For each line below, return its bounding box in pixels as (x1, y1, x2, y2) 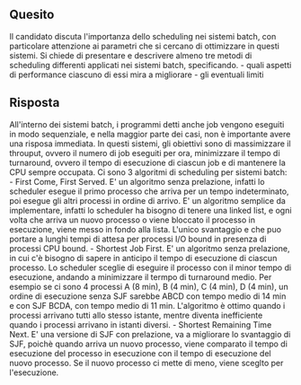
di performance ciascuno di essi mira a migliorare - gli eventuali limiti (9, 69, 264, 80)
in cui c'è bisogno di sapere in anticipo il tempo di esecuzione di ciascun (9, 252, 278, 263)
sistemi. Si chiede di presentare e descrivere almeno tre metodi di (9, 49, 252, 61)
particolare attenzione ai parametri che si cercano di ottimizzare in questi (9, 40, 280, 51)
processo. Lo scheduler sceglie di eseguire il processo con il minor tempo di (9, 262, 292, 273)
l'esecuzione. (9, 367, 59, 378)
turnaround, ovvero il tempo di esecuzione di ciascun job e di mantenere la (9, 157, 286, 168)
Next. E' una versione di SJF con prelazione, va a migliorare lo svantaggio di (9, 328, 291, 339)
